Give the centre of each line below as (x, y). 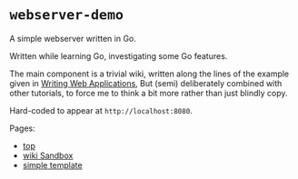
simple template (53, 164)
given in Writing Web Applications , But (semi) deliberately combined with (146, 83)
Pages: (22, 128)
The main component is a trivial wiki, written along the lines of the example (149, 74)
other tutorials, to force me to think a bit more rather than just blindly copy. (149, 93)
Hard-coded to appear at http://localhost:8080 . (101, 110)
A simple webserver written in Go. (73, 38)
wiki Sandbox (48, 155)
